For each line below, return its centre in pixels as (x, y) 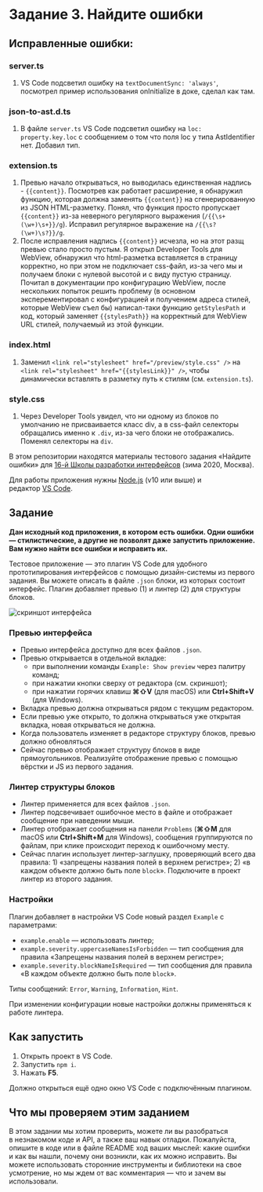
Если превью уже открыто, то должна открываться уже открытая (130, 717)
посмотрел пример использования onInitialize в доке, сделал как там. (137, 91)
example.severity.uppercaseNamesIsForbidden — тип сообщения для (131, 949)
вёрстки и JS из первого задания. (77, 766)
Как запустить (46, 1037)
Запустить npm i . (48, 1064)
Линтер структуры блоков (62, 787)
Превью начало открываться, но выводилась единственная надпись (136, 183)
